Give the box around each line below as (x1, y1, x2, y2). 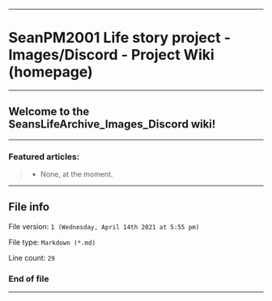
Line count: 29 (8, 253, 55, 262)
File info (8, 200, 50, 214)
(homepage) (8, 63, 93, 82)
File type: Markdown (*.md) (8, 237, 96, 247)
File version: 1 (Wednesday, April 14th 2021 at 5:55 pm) (8, 221, 200, 231)
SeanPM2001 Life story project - (8, 29, 232, 47)
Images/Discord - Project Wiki (8, 46, 215, 65)
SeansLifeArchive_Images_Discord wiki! (8, 118, 216, 132)
